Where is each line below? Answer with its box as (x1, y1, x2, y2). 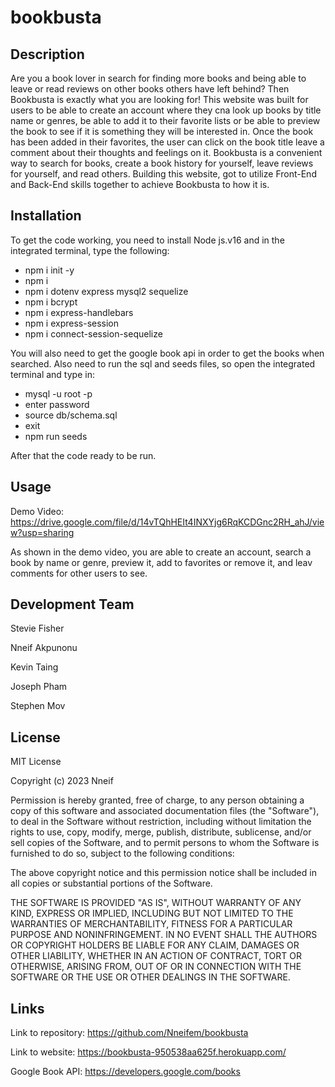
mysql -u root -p (24, 387, 93, 400)
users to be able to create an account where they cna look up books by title (10, 104, 322, 116)
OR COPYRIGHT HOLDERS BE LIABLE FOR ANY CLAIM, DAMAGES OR (10, 939, 300, 951)
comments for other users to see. (10, 567, 148, 579)
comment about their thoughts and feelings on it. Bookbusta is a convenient (10, 147, 323, 158)
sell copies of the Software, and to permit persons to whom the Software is (10, 837, 320, 849)
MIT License (10, 756, 62, 768)
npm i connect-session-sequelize (24, 327, 163, 340)
